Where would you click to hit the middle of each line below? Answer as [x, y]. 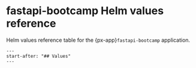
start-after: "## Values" [38, 56]
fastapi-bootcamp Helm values [85, 11]
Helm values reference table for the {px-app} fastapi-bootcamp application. [98, 40]
